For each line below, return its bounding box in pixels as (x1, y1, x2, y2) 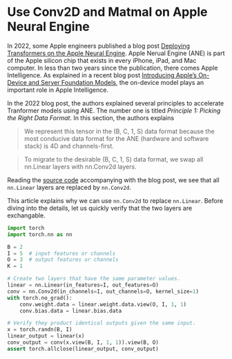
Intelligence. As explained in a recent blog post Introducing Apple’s (7, 70, 197, 79)
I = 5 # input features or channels (7, 250, 116, 257)
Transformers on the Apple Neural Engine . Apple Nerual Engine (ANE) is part (7, 49, 226, 57)
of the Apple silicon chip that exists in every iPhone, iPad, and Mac (7, 56, 197, 64)
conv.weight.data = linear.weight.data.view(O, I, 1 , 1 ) (19, 301, 187, 308)
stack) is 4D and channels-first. (23, 142, 114, 150)
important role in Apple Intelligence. (7, 86, 109, 94)
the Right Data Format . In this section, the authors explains (7, 113, 175, 122)
